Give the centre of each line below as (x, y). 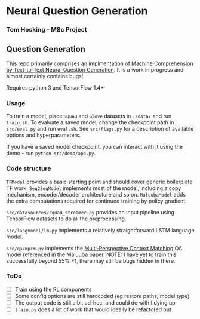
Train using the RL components (53, 289)
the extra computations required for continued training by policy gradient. (96, 201)
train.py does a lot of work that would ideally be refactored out (93, 309)
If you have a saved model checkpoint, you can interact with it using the (95, 147)
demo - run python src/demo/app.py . (51, 153)
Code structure (29, 168)
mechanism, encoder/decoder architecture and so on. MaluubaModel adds (96, 194)
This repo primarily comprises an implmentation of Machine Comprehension (100, 63)
